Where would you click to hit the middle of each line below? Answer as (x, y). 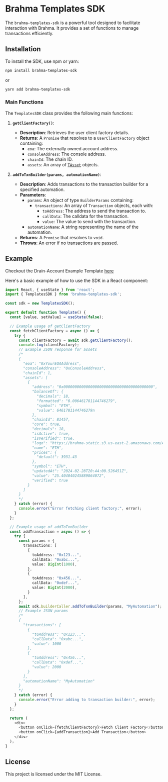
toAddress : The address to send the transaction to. (94, 211)
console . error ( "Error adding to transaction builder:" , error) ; (87, 700)
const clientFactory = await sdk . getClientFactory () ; (76, 340)
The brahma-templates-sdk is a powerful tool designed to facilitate (73, 23)
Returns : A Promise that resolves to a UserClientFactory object (84, 138)
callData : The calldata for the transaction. (85, 216)
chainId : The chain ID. (50, 159)
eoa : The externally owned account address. (73, 148)
